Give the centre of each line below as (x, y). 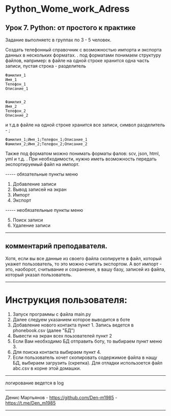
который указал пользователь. (39, 274)
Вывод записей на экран (40, 189)
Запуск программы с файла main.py (52, 314)
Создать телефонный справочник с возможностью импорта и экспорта (83, 50)
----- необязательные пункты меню (44, 210)
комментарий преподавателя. (56, 246)
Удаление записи (32, 225)
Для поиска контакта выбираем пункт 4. (57, 352)
